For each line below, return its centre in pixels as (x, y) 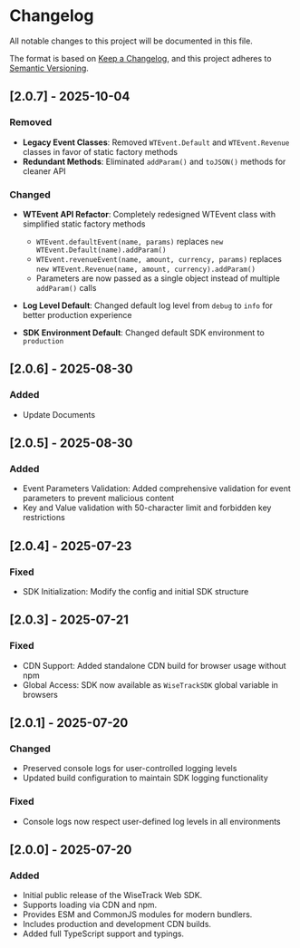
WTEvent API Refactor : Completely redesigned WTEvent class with (149, 214)
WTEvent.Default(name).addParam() (101, 250)
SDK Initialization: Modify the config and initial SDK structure (135, 591)
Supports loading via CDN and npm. (90, 905)
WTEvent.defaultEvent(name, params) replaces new (130, 241)
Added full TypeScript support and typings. (103, 933)
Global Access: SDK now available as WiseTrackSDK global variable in (150, 684)
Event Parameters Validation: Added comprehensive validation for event (157, 489)
